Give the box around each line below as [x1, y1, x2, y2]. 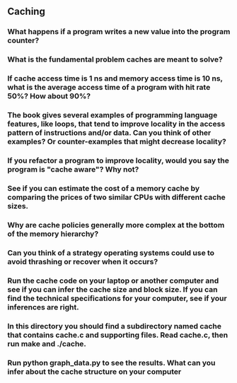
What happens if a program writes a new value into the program [7, 27, 231, 37]
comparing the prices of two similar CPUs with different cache [7, 192, 226, 202]
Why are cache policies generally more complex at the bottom [7, 220, 225, 230]
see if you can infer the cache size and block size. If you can [7, 284, 218, 294]
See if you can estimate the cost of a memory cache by [7, 183, 200, 193]
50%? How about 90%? [7, 91, 91, 101]
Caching [7, 6, 46, 18]
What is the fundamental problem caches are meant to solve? [7, 54, 223, 64]
